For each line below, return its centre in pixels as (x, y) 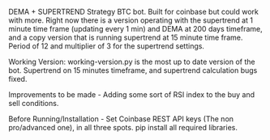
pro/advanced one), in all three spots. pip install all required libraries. (123, 127)
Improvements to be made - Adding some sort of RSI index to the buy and (132, 95)
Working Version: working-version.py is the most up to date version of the (132, 62)
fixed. (18, 79)
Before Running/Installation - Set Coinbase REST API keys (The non (121, 119)
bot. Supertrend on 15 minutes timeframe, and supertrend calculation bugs (133, 70)
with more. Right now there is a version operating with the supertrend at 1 (131, 20)
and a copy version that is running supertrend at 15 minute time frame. (126, 37)
